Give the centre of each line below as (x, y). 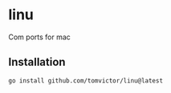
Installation (37, 62)
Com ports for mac (39, 37)
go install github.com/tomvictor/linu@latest (85, 81)
